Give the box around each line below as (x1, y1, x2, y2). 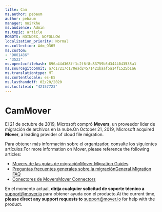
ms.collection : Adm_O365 (5, 43, 56, 48)
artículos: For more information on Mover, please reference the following (5, 146, 150, 152)
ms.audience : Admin (5, 25, 45, 30)
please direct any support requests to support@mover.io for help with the (5, 196, 155, 202)
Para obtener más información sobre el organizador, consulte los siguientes (5, 141, 157, 147)
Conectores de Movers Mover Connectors (12, 176, 96, 182)
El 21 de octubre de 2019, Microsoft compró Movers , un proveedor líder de (5, 121, 155, 127)
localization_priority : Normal (5, 39, 69, 44)
